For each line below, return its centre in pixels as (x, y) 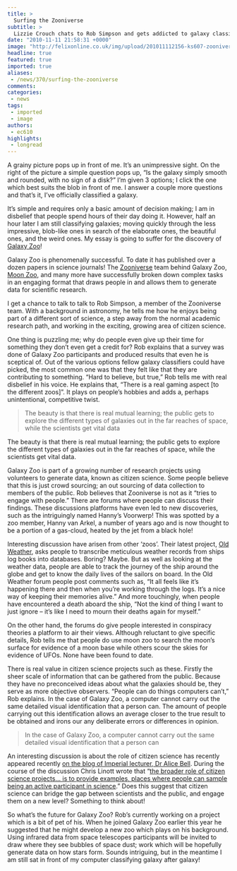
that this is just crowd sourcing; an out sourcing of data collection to (106, 486)
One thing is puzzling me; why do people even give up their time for (106, 340)
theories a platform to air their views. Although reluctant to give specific (111, 633)
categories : (25, 92)
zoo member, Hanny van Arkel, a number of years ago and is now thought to (118, 523)
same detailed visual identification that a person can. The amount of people (117, 707)
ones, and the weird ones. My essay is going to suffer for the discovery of (115, 239)
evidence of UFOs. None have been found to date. (80, 655)
